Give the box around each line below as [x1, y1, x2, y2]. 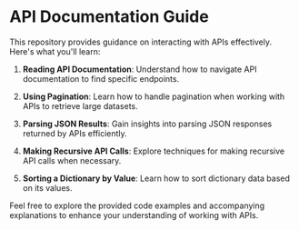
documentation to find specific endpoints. [22, 73, 180, 84]
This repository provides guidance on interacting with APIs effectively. [9, 36, 273, 47]
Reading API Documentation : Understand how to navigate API [22, 64, 257, 75]
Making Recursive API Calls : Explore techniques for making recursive [22, 145, 284, 156]
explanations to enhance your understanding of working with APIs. [9, 209, 259, 220]
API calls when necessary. [22, 155, 122, 165]
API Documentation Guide [9, 6, 209, 27]
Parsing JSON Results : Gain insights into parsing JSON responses [22, 118, 273, 129]
